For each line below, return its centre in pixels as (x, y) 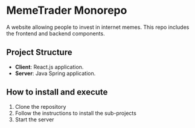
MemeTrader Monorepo (67, 11)
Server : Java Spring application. (55, 73)
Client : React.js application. (49, 67)
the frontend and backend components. (56, 33)
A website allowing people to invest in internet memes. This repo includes (98, 27)
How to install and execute (57, 92)
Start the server (34, 119)
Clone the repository (40, 106)
